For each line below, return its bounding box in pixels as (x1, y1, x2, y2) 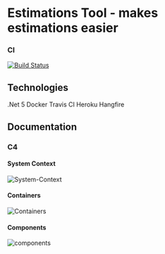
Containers (7, 191, 41, 200)
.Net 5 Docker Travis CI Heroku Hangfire (7, 100, 125, 109)
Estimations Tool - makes (7, 5, 159, 21)
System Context (7, 159, 56, 168)
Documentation (7, 121, 78, 133)
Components (7, 223, 47, 231)
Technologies (7, 81, 69, 93)
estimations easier (7, 20, 118, 36)
